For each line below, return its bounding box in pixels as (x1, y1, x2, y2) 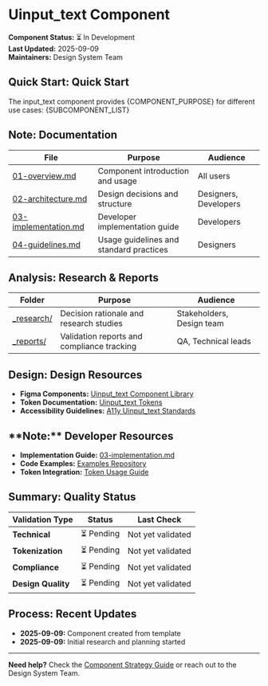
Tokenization (12, 546, 63, 557)
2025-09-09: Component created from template (19, 628, 181, 638)
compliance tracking (59, 341, 137, 352)
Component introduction (97, 165, 190, 176)
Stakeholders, (176, 308, 229, 319)
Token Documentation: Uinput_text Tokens (19, 398, 163, 407)
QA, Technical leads (176, 336, 251, 347)
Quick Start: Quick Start (8, 76, 129, 89)
